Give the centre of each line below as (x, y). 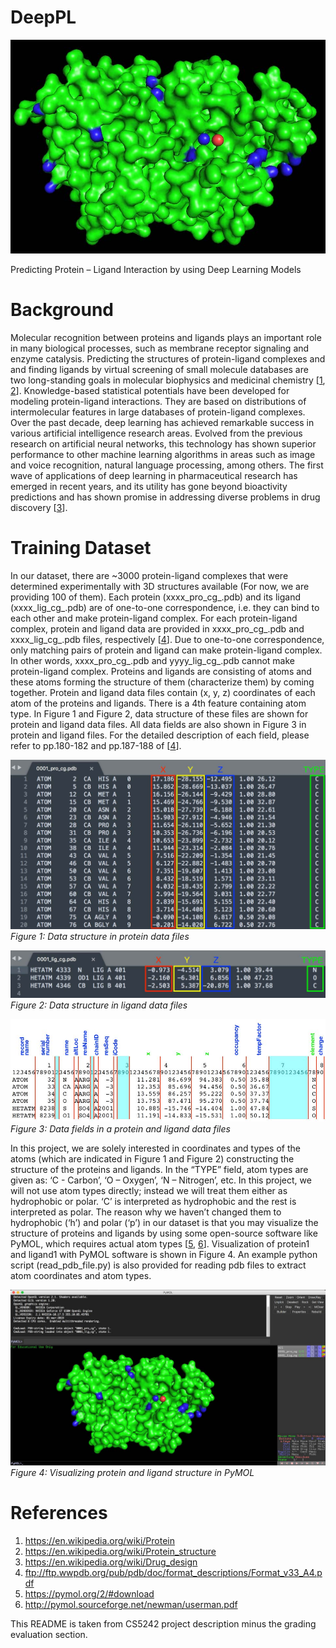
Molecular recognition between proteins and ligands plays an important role (166, 337)
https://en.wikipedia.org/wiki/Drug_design (111, 1562)
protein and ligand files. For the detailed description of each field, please (160, 735)
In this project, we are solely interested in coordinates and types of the (155, 1148)
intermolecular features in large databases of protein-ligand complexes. (158, 412)
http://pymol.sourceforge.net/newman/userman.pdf (131, 1605)
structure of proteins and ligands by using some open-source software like (164, 1233)
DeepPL (43, 17)
